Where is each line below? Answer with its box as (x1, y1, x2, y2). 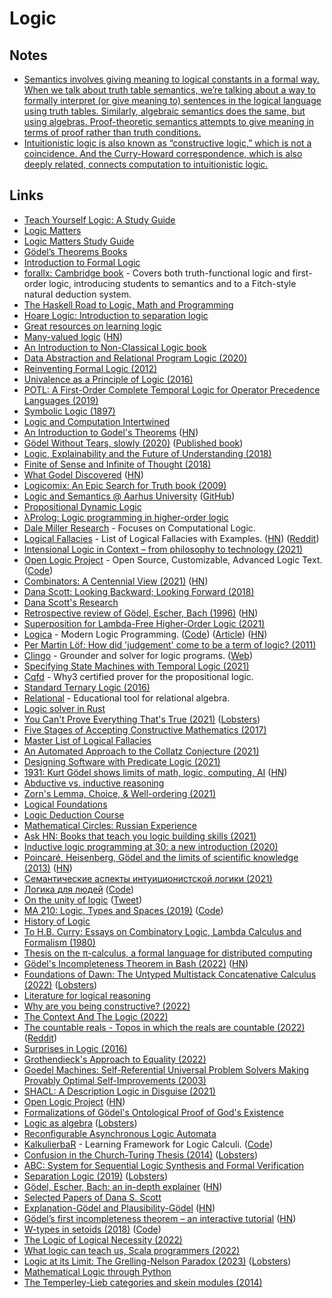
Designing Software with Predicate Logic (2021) (23, 755, 221, 767)
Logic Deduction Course (23, 808, 125, 821)
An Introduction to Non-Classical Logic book (23, 341, 207, 353)
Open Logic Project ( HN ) (23, 1095, 126, 1107)
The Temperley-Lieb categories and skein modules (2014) (23, 1276, 263, 1288)
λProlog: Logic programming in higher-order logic (23, 511, 229, 523)
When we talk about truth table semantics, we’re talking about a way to (23, 84, 316, 96)
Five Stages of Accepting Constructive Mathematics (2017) (23, 723, 267, 736)
